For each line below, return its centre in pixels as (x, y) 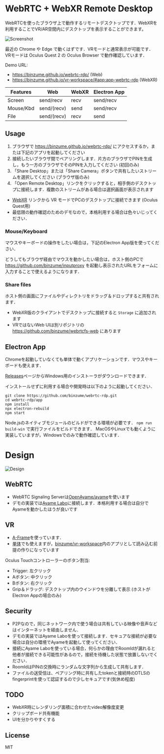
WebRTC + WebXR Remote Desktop (79, 9)
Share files (18, 285)
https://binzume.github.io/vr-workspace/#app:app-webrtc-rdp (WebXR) (85, 80)
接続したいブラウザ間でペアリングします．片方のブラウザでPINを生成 (82, 159)
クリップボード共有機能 (36, 713)
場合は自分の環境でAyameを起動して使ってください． (66, 642)
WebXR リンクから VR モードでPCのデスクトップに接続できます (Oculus (85, 199)
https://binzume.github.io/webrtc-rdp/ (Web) (57, 74)
